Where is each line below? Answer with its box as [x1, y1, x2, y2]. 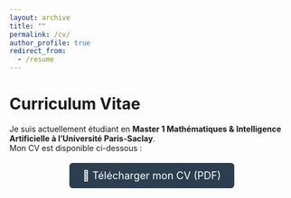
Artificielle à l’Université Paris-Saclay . [9, 132, 155, 144]
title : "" [9, 22, 47, 31]
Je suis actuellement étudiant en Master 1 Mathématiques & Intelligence [9, 123, 282, 134]
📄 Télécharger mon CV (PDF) [82, 168, 221, 182]
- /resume [17, 55, 54, 64]
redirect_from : [9, 47, 67, 56]
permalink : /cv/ [9, 30, 70, 39]
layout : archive [9, 13, 70, 22]
